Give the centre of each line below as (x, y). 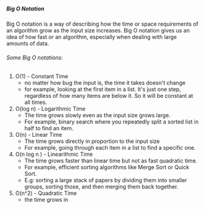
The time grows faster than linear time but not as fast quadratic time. (111, 161)
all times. (35, 102)
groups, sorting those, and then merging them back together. (101, 187)
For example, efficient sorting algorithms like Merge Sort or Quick (107, 167)
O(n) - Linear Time (39, 135)
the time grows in (46, 200)
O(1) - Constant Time (42, 76)
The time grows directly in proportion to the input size (92, 141)
